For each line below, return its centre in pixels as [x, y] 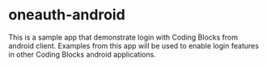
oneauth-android [67, 15]
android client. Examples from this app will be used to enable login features [133, 45]
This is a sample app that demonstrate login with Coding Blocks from [123, 37]
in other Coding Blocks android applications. [82, 54]
